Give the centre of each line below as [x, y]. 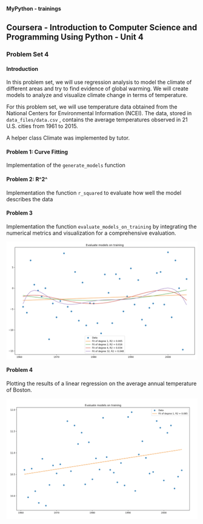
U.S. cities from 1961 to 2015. [42, 126]
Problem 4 [20, 370]
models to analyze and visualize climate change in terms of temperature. [97, 95]
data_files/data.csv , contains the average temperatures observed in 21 [97, 120]
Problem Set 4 [28, 54]
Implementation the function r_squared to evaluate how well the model [94, 193]
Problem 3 [20, 213]
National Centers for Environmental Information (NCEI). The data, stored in [99, 113]
